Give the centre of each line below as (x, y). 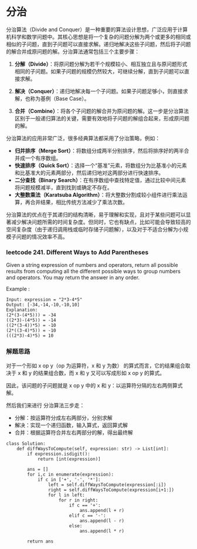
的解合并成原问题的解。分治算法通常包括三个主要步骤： (73, 51)
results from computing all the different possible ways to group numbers (93, 272)
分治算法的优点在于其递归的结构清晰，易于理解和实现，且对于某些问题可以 (96, 215)
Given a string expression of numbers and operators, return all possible (92, 265)
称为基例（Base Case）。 (60, 98)
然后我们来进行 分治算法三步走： (45, 405)
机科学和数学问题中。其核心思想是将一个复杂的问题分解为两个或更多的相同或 (98, 36)
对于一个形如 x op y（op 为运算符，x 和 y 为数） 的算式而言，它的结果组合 (96, 366)
